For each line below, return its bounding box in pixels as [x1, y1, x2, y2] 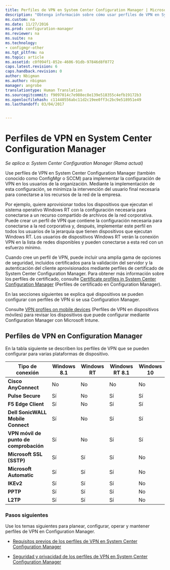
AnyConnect [8, 384, 39, 391]
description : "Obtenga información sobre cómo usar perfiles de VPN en [5, 12, 159, 17]
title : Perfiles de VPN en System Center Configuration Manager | [5, 7, 148, 13]
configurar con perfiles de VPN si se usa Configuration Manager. [5, 296, 141, 303]
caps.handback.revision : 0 [5, 69, 62, 74]
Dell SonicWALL [8, 409, 47, 416]
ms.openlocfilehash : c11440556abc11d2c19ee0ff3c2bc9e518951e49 [5, 97, 142, 102]
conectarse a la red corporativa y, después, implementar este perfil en [5, 223, 152, 229]
